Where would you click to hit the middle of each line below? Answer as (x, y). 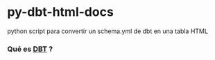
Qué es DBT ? (30, 49)
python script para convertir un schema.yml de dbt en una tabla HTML (108, 31)
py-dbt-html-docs (61, 12)
